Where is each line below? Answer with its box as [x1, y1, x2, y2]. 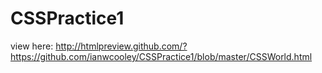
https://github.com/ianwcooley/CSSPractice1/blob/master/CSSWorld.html [10, 50, 313, 62]
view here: [10, 40, 54, 52]
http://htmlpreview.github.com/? [55, 40, 188, 52]
